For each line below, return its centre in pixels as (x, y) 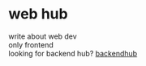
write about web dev (43, 36)
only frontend (31, 44)
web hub (38, 14)
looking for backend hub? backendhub (73, 53)
